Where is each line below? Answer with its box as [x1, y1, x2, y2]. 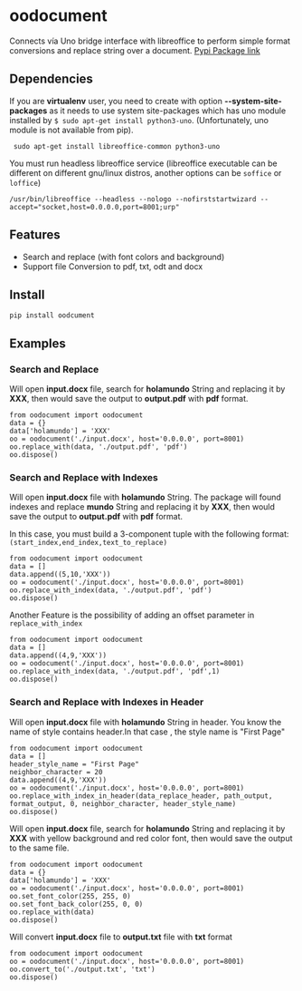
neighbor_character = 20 [9, 767, 103, 776]
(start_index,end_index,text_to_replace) [9, 539, 168, 548]
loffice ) [9, 177, 42, 188]
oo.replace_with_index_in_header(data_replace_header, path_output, [9, 791, 273, 801]
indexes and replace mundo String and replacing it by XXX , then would [9, 501, 276, 512]
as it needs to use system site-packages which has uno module [49, 105, 287, 116]
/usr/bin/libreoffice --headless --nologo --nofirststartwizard [9, 194, 257, 204]
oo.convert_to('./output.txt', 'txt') [9, 965, 156, 974]
